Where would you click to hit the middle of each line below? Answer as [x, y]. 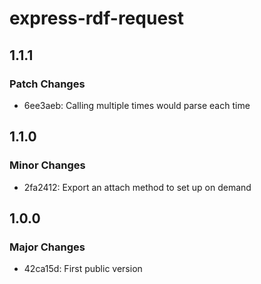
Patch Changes [47, 84]
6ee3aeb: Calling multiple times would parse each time [137, 105]
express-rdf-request [97, 18]
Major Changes [47, 247]
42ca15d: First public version [83, 269]
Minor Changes [47, 165]
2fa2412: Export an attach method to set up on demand [137, 187]
